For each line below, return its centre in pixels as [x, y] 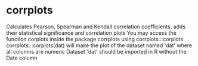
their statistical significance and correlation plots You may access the [92, 32]
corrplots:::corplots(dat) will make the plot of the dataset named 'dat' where [99, 45]
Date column [22, 58]
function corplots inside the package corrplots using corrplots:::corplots [95, 39]
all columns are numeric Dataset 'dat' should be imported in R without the [96, 51]
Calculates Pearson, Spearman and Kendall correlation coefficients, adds [96, 27]
